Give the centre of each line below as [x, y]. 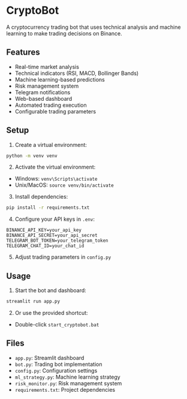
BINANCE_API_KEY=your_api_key [44, 230]
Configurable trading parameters [55, 111]
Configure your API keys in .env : [55, 219]
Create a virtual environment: [51, 145]
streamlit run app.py [33, 301]
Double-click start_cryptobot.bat [57, 324]
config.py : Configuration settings [56, 370]
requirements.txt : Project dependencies [65, 389]
